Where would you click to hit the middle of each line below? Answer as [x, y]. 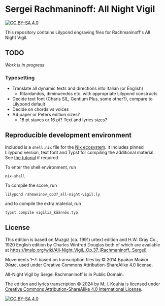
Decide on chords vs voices [40, 109]
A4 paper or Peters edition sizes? [46, 115]
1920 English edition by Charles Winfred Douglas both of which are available [82, 244]
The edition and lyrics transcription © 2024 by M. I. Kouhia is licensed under [82, 284]
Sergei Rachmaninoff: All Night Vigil [80, 9]
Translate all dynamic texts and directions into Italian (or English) [78, 88]
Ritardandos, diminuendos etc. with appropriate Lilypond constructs [88, 94]
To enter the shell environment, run [41, 167]
